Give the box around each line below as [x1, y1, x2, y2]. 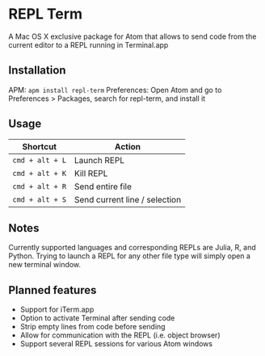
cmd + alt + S [12, 195, 67, 204]
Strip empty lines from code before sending [19, 322, 166, 332]
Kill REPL [74, 167, 108, 178]
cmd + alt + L [12, 155, 67, 165]
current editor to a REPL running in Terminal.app [8, 40, 169, 49]
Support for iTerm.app [19, 304, 95, 315]
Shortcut [22, 140, 57, 152]
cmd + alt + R [12, 182, 67, 191]
